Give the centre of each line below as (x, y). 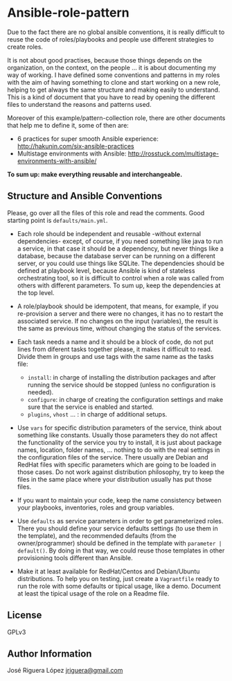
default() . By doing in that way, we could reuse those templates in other (121, 550)
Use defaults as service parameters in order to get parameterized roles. (120, 521)
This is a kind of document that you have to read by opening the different (111, 97)
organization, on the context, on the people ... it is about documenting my (112, 67)
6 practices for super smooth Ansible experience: (88, 138)
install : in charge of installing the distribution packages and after (122, 377)
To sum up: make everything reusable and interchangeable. (95, 174)
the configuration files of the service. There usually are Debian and (113, 457)
